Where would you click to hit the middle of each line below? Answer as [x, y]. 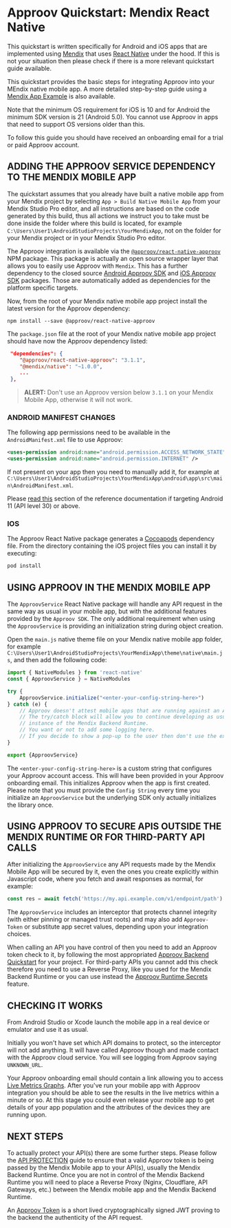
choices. [19, 934]
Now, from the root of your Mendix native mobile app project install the [107, 301]
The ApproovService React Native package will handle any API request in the [115, 604]
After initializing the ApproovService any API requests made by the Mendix [111, 865]
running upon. [27, 1115]
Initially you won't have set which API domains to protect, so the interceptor [114, 1043]
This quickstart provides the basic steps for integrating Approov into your [111, 81]
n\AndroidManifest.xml [40, 486]
